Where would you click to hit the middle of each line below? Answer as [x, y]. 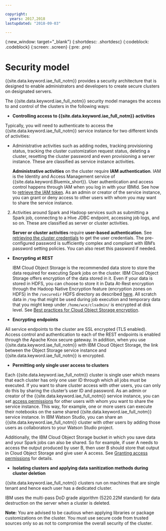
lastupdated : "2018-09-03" [33, 23]
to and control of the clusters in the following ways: [57, 106]
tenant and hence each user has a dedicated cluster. [59, 488]
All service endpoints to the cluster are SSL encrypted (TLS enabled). [76, 329]
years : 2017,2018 [28, 19]
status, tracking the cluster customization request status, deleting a [81, 151]
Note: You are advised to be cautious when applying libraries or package [80, 513]
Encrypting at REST [33, 258]
